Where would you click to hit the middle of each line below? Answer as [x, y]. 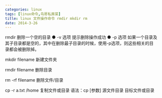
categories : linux [23, 9]
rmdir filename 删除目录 [29, 70]
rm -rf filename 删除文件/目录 [34, 80]
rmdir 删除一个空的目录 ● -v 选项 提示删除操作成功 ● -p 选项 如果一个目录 [79, 37]
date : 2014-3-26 [21, 23]
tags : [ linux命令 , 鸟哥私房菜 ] [33, 14]
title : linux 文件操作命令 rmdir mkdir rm [46, 18]
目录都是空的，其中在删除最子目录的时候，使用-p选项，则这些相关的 [81, 43]
